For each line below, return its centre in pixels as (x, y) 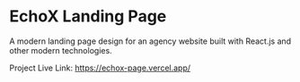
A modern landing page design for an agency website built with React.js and (150, 41)
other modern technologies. (61, 50)
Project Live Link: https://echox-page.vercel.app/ (100, 68)
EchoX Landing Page (88, 16)
